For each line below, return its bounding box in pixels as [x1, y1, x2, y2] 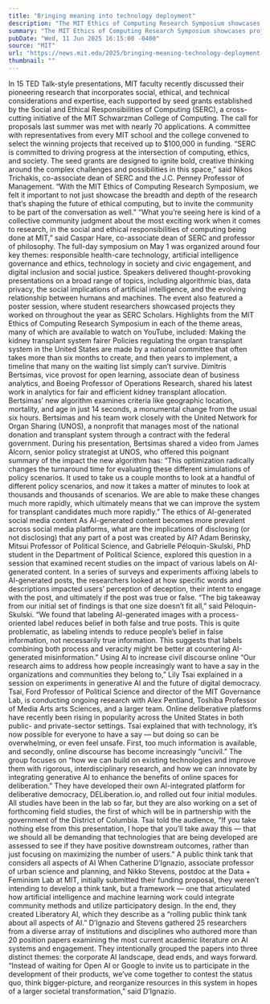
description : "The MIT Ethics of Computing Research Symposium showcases [8, 19, 261, 27]
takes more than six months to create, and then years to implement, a [8, 352, 239, 363]
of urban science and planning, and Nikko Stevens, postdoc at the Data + [8, 866, 251, 876]
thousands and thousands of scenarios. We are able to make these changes [8, 489, 260, 500]
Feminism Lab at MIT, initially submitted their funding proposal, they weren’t [8, 875, 260, 885]
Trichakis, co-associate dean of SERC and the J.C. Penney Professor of [8, 172, 245, 182]
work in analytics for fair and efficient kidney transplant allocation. [8, 387, 227, 396]
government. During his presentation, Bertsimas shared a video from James [8, 438, 260, 448]
